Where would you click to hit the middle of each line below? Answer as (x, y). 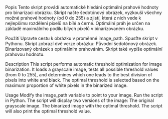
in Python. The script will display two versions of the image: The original (80, 100)
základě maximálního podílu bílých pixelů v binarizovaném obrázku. (75, 29)
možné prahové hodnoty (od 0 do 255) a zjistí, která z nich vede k (73, 18)
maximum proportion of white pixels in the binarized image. (66, 85)
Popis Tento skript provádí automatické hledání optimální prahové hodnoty (82, 7)
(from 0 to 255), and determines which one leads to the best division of (79, 75)
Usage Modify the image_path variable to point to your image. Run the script (84, 95)
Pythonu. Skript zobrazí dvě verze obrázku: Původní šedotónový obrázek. (81, 44)
